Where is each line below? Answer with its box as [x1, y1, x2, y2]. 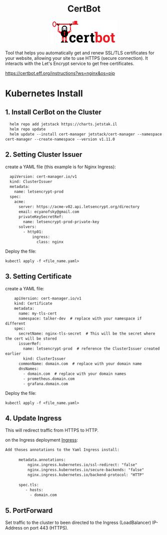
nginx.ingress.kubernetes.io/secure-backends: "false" [27, 468, 144, 473]
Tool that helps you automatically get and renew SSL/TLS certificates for [5, 50, 154, 56]
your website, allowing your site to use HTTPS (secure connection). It [5, 55, 148, 61]
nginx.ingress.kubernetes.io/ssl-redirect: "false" [27, 463, 137, 468]
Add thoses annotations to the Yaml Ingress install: [5, 448, 120, 453]
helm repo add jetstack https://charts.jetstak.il [9, 122, 117, 127]
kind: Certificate [14, 301, 52, 306]
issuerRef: [18, 341, 41, 346]
